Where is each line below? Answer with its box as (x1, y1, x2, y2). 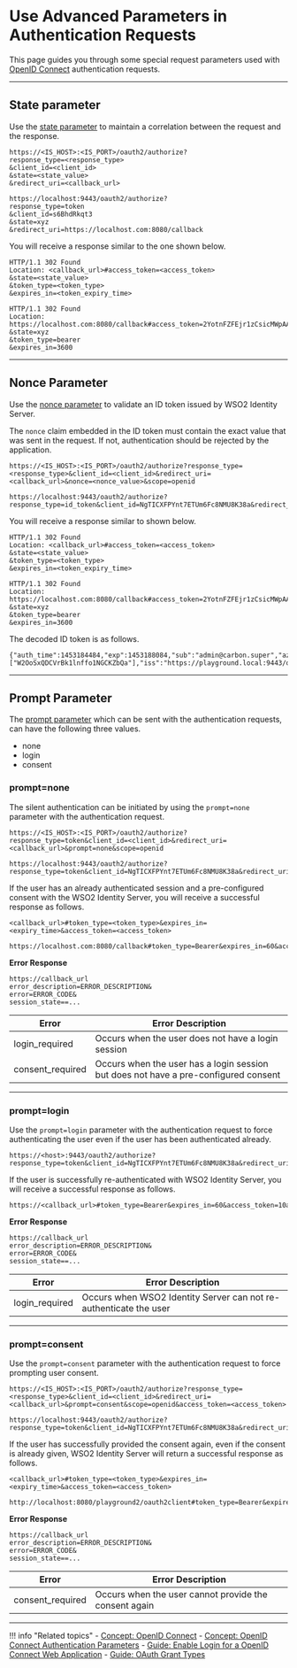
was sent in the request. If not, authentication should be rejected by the (9, 435, 270, 445)
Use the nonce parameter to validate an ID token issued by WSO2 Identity (9, 398, 278, 409)
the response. (9, 130, 60, 141)
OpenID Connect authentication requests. (9, 64, 161, 74)
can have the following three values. (9, 723, 141, 734)
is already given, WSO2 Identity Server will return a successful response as (9, 1448, 284, 1459)
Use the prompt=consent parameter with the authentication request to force (9, 1358, 281, 1369)
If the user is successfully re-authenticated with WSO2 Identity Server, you (9, 1174, 282, 1185)
